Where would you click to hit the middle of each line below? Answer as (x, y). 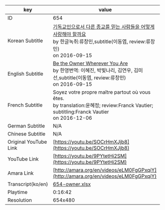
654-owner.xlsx (72, 184)
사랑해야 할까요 (69, 34)
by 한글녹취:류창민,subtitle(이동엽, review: (99, 41)
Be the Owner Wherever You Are (90, 63)
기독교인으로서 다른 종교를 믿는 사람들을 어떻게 (104, 27)
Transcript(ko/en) (28, 184)
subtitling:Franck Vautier (81, 112)
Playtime (18, 192)
